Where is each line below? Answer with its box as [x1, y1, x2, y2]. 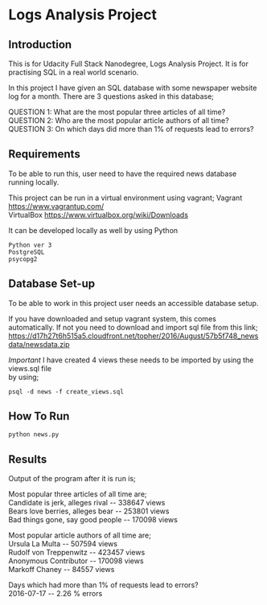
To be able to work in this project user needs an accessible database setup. [8, 298, 259, 308]
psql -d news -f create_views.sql [8, 387, 125, 395]
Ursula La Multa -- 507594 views [8, 539, 118, 549]
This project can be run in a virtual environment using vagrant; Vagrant [8, 193, 243, 202]
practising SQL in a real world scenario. [8, 67, 139, 77]
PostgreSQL [8, 247, 45, 256]
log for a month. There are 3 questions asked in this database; [8, 92, 215, 101]
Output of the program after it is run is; [8, 474, 137, 484]
